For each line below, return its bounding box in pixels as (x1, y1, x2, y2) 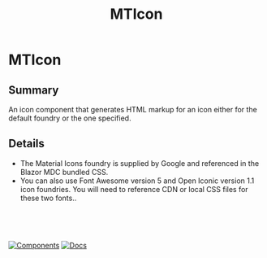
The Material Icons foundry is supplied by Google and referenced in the (19, 158, 260, 168)
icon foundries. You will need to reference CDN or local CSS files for (19, 184, 249, 194)
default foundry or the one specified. (8, 113, 131, 123)
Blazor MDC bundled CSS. (19, 167, 109, 177)
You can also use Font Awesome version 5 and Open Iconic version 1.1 (19, 176, 255, 186)
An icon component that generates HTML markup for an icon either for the (8, 105, 257, 114)
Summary (8, 83, 59, 97)
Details (8, 137, 45, 151)
